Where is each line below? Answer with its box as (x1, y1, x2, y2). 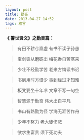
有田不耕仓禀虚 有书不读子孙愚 (17, 45, 80, 52)
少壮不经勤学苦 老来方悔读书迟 (17, 67, 80, 72)
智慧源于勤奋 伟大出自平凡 (17, 98, 71, 104)
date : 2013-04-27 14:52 (5, 16, 54, 21)
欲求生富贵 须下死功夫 (17, 129, 62, 136)
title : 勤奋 (5, 12, 28, 17)
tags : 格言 (5, 21, 26, 26)
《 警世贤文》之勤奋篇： (5, 35, 54, 41)
